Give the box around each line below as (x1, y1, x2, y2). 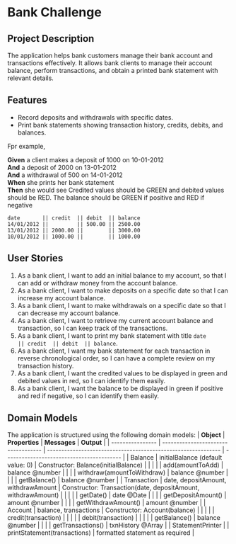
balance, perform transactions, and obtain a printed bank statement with (7, 67, 218, 74)
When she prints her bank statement (7, 178, 114, 186)
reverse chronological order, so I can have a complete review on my (17, 353, 216, 362)
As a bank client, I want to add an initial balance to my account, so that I (17, 271, 227, 280)
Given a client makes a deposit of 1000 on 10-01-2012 (7, 155, 165, 164)
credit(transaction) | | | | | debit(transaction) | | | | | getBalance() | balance (7, 514, 221, 522)
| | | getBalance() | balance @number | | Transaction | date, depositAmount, (7, 476, 227, 484)
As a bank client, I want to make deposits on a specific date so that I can (17, 286, 228, 295)
